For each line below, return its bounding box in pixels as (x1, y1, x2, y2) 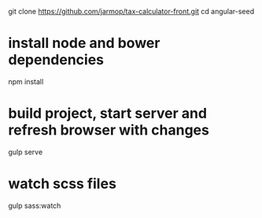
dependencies (8, 51, 105, 69)
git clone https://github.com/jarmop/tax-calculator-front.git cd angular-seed (8, 7, 254, 16)
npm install (8, 76, 44, 86)
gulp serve (8, 147, 43, 157)
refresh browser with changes (8, 121, 210, 139)
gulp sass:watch (8, 201, 61, 210)
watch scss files (8, 175, 116, 193)
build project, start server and (8, 105, 207, 123)
